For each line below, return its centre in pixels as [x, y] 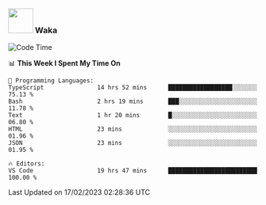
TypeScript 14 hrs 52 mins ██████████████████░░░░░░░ [133, 88]
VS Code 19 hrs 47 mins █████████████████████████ [133, 171]
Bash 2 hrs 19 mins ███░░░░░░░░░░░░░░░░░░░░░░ [133, 102]
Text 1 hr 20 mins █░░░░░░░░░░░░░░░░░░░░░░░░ [133, 116]
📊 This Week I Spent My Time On [64, 63]
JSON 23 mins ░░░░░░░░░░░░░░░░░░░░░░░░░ [133, 143]
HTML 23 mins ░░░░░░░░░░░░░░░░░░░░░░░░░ [133, 129]
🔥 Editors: [27, 164]
